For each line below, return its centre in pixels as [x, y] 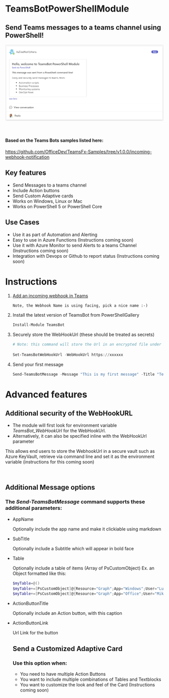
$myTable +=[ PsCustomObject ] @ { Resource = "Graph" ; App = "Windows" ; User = [85, 589]
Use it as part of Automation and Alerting [55, 235]
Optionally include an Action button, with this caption [67, 613]
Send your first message [38, 365]
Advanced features [46, 395]
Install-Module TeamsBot [38, 325]
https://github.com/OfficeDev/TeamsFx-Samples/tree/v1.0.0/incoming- [78, 152]
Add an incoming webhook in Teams [50, 296]
